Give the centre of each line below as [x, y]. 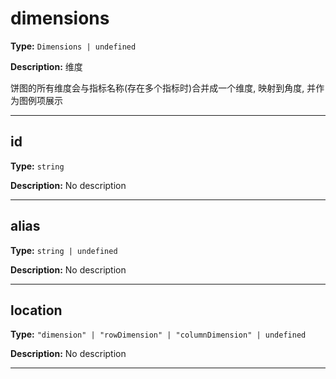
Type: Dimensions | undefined [73, 46]
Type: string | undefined [64, 250]
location [36, 310]
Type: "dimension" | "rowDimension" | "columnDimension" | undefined [158, 334]
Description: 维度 [46, 66]
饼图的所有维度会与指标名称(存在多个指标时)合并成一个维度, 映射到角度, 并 [163, 88]
